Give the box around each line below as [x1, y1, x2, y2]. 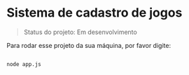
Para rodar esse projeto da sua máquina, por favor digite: [6, 41, 171, 49]
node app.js [6, 60, 41, 67]
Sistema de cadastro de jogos [6, 5, 183, 21]
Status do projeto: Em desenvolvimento [23, 28, 137, 36]
